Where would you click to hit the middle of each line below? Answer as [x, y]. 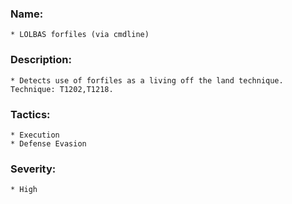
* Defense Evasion [48, 143]
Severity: [33, 169]
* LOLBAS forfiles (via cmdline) [80, 35]
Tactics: [30, 114]
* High [24, 190]
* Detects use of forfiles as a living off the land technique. [147, 80]
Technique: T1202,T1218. [62, 89]
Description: [41, 60]
